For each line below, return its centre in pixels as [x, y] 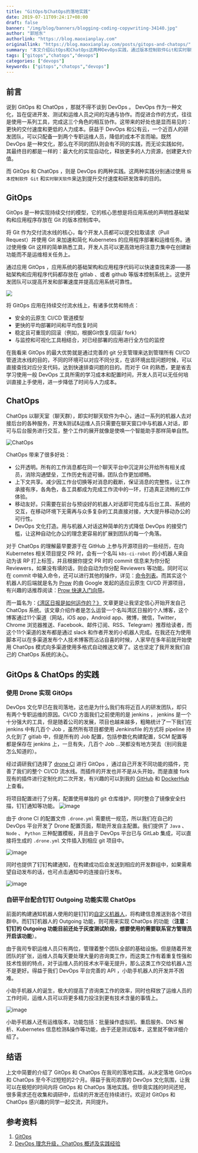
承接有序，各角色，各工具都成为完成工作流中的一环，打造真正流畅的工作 [102, 489]
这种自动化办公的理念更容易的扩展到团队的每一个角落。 [98, 533]
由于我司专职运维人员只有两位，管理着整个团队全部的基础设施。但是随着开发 [99, 948]
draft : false [22, 22]
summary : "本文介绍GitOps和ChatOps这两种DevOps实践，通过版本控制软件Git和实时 [97, 50]
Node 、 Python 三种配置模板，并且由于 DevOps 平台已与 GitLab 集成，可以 [96, 833]
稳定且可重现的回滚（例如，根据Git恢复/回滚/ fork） [77, 333]
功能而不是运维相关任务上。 [40, 254]
